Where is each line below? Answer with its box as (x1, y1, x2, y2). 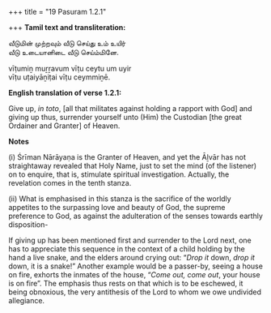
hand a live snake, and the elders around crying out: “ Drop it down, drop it (8, 253, 255, 262)
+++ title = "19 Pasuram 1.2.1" (8, 7, 107, 16)
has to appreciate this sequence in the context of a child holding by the (8, 244, 245, 254)
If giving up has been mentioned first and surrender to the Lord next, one (8, 235, 252, 245)
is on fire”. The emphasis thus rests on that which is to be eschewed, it (8, 279, 243, 288)
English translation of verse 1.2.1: (8, 88, 122, 97)
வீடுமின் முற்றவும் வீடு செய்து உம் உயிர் (8, 38, 126, 48)
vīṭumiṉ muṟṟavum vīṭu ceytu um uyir (8, 64, 132, 73)
